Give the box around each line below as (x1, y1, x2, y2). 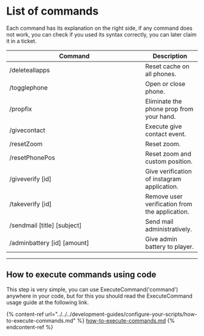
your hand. (145, 112, 176, 121)
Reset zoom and (145, 149, 192, 158)
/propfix (9, 105, 32, 113)
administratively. (145, 225, 192, 233)
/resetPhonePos (9, 153, 56, 162)
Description (152, 52, 188, 60)
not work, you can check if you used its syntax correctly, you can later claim (6, 30, 197, 38)
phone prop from (145, 105, 194, 113)
